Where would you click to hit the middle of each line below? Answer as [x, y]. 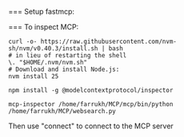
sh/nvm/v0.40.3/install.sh [53, 49]
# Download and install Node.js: [64, 69]
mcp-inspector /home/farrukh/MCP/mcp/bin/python [91, 104]
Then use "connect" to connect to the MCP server [91, 126]
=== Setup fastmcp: [41, 12]
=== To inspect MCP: [44, 27]
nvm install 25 [34, 76]
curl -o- [23, 41]
